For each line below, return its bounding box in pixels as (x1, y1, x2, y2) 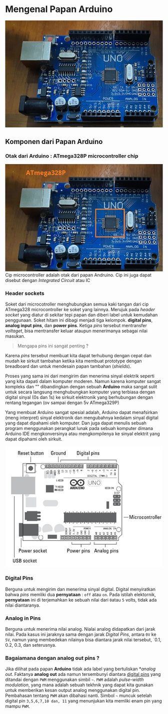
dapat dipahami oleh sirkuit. (5, 436, 62, 442)
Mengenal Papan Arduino (5, 4, 113, 15)
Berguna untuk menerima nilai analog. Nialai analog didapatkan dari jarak (5, 626, 155, 632)
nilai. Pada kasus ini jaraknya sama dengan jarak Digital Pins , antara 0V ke (5, 631, 156, 638)
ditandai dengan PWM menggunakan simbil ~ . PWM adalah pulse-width (5, 676, 144, 683)
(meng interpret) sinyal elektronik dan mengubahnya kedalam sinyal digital (5, 415, 158, 421)
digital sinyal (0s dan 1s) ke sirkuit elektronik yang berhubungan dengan (5, 394, 153, 400)
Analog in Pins (5, 615, 41, 622)
